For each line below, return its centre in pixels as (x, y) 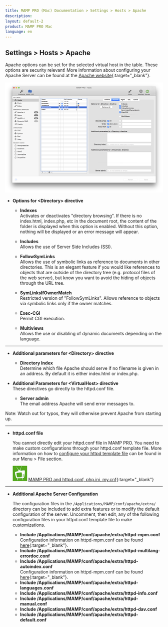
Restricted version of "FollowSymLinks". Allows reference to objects (90, 298)
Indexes (28, 210)
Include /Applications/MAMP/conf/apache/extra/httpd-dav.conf (88, 609)
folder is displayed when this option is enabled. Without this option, (89, 226)
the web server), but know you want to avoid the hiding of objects (88, 278)
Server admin (34, 398)
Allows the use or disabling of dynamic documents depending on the (91, 333)
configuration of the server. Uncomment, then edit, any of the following (85, 514)
